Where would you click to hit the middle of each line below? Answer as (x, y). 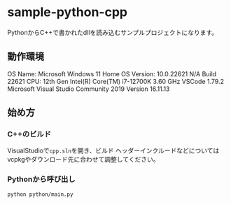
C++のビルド (29, 134)
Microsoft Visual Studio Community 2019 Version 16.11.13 (89, 89)
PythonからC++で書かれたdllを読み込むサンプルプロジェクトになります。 (113, 32)
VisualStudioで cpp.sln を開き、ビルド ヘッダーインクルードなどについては (113, 150)
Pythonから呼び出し (41, 179)
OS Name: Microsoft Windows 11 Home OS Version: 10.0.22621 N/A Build (112, 73)
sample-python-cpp (68, 12)
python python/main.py (40, 194)
